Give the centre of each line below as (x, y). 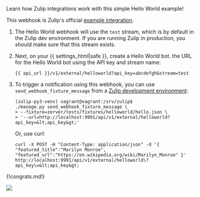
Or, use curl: (30, 133)
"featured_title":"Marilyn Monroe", (60, 150)
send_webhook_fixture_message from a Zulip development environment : (101, 91)
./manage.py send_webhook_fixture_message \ (71, 107)
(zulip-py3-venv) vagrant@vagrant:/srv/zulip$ (74, 101)
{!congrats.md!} (26, 176)
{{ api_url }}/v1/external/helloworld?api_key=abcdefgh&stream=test (102, 73)
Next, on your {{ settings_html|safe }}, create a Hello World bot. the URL (103, 56)
